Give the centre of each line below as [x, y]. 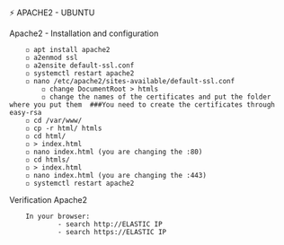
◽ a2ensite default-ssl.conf [80, 66]
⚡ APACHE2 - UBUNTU [52, 13]
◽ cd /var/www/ [54, 120]
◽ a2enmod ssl [52, 57]
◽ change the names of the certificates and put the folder [156, 97]
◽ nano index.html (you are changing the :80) [114, 152]
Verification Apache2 [49, 200]
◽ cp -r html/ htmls [64, 128]
